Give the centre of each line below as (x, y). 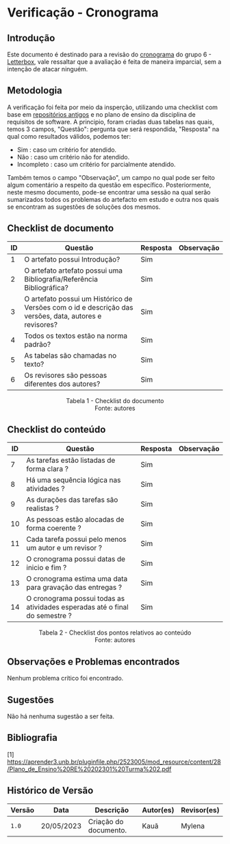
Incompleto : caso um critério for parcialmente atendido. (96, 164)
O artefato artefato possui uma (74, 271)
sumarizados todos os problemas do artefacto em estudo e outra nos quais (113, 199)
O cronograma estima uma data (77, 579)
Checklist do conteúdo (56, 430)
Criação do (106, 821)
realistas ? (43, 508)
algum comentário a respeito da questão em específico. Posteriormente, (109, 185)
